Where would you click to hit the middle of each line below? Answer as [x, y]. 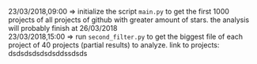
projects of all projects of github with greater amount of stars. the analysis [129, 20]
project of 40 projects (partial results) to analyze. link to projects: [114, 45]
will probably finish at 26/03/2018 [63, 28]
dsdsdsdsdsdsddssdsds [48, 53]
